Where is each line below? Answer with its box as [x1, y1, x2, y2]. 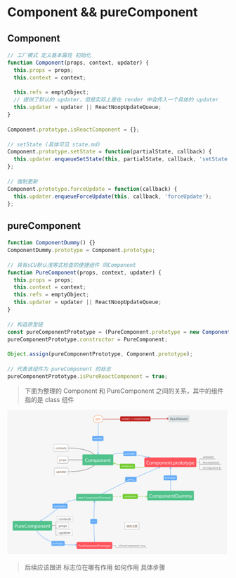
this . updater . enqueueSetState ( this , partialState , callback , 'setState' [13, 156, 231, 163]
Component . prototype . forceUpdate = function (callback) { [7, 185, 178, 192]
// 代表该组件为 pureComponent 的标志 [7, 365, 111, 373]
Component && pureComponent [7, 4, 198, 20]
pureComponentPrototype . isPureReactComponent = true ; [7, 372, 169, 380]
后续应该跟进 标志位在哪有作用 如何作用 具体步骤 [24, 563, 166, 572]
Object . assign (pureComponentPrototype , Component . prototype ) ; [7, 351, 193, 358]
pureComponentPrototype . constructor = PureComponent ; [7, 336, 169, 343]
